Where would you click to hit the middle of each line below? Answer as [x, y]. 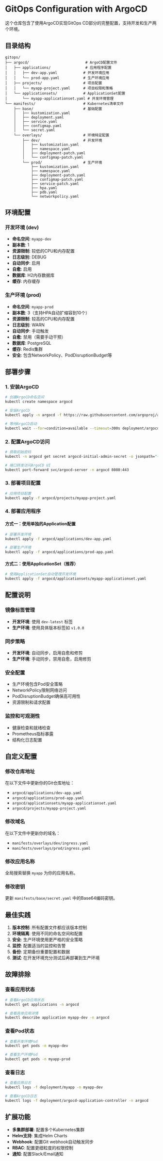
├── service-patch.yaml [55, 184]
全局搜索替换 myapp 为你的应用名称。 [41, 873]
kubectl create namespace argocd [39, 402]
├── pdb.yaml [44, 192]
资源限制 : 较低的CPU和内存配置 [43, 251]
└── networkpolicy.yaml [55, 196]
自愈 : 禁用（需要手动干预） [39, 337]
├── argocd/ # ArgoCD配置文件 [61, 62]
